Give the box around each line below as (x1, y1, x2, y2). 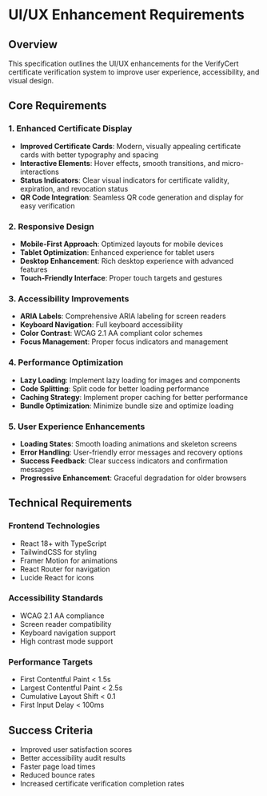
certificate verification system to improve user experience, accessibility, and (8, 67, 260, 77)
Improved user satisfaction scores (19, 744, 133, 754)
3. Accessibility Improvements (8, 293, 130, 304)
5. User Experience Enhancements (8, 421, 145, 432)
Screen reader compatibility (19, 619, 112, 628)
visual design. (8, 76, 54, 85)
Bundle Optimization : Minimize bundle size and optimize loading (19, 401, 234, 410)
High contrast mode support (19, 636, 114, 646)
